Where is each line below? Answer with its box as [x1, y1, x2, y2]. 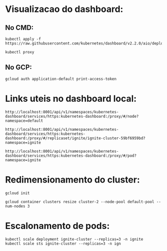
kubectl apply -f [5, 36, 41, 41]
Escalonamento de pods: [5, 220, 110, 232]
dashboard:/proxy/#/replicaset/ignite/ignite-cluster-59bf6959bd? [5, 136, 146, 141]
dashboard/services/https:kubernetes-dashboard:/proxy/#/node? [5, 114, 139, 119]
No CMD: [5, 23, 34, 32]
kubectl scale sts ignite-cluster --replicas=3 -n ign [5, 241, 121, 246]
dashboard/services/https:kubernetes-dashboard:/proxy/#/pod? [5, 153, 137, 158]
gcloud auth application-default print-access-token [5, 76, 117, 81]
